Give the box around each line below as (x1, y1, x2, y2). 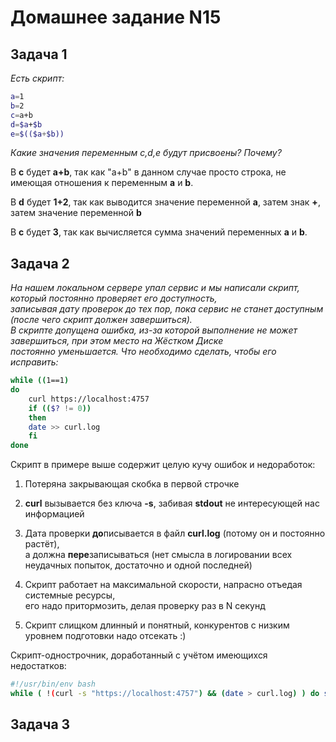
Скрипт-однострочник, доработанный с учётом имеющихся (10, 649, 268, 661)
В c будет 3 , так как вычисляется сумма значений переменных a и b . (10, 226, 308, 238)
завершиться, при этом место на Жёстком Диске (10, 335, 224, 347)
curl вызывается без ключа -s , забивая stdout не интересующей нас (24, 497, 320, 510)
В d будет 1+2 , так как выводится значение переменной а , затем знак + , (10, 196, 321, 208)
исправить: (10, 356, 59, 368)
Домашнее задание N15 (10, 6, 222, 29)
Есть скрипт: (10, 72, 65, 84)
